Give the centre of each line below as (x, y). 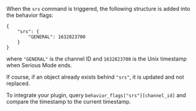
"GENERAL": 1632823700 (57, 37)
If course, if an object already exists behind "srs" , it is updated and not (95, 77)
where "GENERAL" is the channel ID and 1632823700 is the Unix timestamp (96, 59)
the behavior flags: (30, 15)
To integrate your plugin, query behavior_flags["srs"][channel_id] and (96, 95)
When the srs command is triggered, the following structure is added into (98, 9)
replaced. (18, 83)
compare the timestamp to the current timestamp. (69, 102)
